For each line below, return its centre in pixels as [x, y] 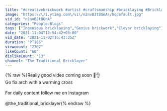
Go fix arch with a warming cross [39, 82]
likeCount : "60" [22, 51]
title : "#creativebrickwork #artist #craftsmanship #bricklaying [74, 10]
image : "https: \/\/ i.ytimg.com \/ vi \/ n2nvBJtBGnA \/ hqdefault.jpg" [74, 14]
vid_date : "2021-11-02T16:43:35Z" [41, 38]
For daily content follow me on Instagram [47, 93]
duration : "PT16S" [24, 42]
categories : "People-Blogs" [34, 24]
